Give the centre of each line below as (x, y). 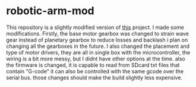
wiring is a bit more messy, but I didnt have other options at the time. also (96, 59)
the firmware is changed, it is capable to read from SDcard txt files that (93, 65)
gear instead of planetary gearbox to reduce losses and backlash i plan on (97, 40)
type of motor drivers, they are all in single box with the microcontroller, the (98, 52)
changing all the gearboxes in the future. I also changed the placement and (98, 46)
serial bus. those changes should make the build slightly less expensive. (94, 78)
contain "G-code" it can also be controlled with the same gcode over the (95, 71)
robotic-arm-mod (50, 11)
